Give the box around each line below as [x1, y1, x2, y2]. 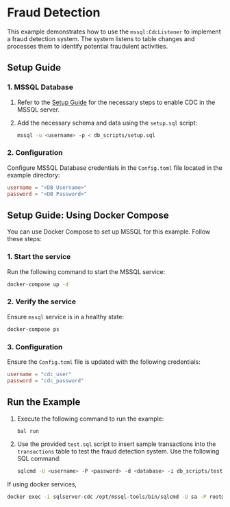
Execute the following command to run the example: [16, 415, 164, 423]
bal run [16, 428, 39, 434]
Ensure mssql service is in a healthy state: [7, 312, 125, 321]
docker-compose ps [7, 325, 60, 333]
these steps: [7, 235, 42, 243]
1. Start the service [7, 252, 71, 262]
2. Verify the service [7, 297, 77, 306]
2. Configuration [7, 148, 63, 158]
